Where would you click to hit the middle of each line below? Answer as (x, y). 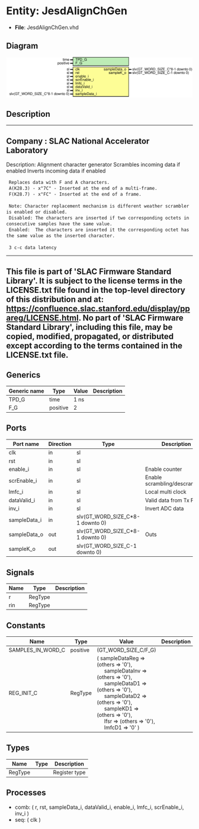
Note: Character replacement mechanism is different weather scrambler (99, 206)
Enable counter (163, 469)
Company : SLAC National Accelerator (78, 141)
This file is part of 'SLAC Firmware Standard (89, 271)
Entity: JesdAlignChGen (67, 11)
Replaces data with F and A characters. (59, 183)
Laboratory (27, 150)
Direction (60, 444)
